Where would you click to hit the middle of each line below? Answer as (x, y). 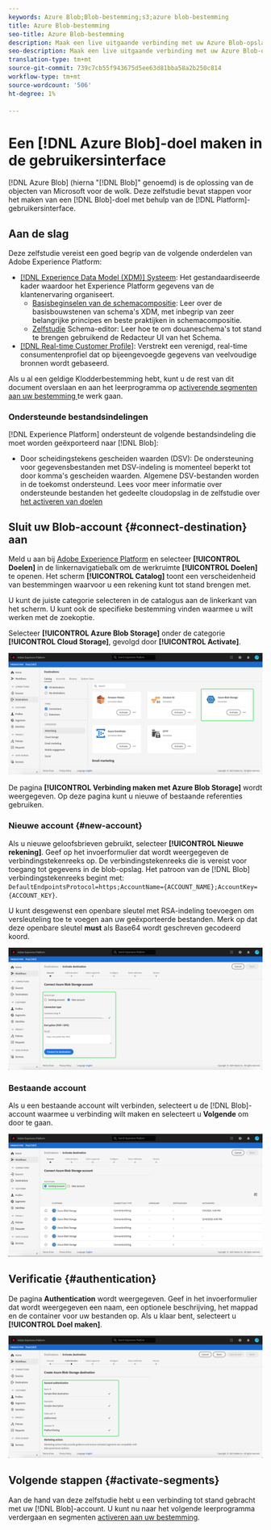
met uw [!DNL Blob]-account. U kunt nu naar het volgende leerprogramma (132, 1508)
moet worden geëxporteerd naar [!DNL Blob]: (83, 443)
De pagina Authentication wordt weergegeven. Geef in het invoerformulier (133, 1298)
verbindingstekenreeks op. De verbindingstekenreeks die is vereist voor (128, 861)
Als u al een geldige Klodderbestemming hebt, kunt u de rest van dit (121, 379)
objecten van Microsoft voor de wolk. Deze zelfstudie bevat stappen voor (130, 191)
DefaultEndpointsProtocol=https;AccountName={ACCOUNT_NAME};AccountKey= (133, 887)
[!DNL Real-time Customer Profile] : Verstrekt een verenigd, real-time (133, 346)
